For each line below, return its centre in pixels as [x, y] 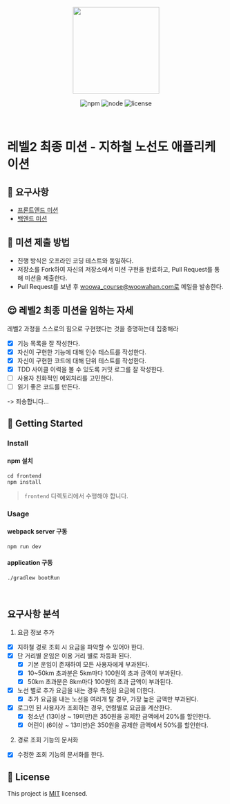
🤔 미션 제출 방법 [39, 243]
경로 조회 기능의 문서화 [48, 740]
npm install [24, 482]
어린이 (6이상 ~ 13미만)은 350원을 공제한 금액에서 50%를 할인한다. [118, 725]
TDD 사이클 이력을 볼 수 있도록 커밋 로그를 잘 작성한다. [90, 369]
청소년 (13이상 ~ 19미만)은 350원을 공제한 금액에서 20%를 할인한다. [119, 717]
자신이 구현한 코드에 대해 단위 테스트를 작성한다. [82, 360]
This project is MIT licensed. [47, 794]
